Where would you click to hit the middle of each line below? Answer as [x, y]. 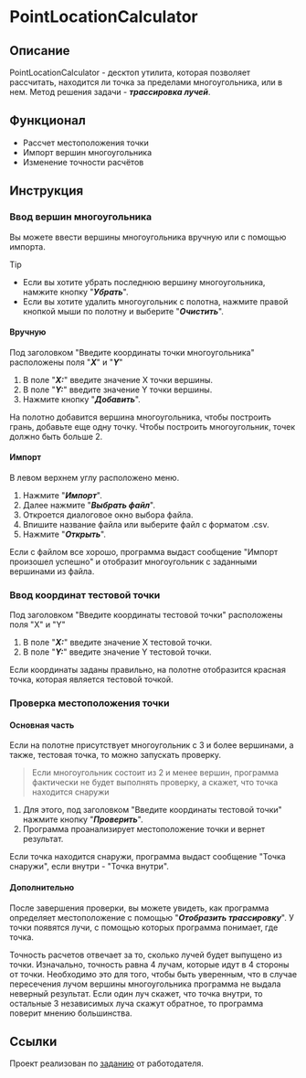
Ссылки [33, 1041]
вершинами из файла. [52, 571]
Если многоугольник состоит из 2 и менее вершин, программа [155, 773]
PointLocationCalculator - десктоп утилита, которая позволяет [130, 72]
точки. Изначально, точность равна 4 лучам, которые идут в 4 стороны [149, 964]
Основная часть [42, 725]
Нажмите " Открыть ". [64, 534]
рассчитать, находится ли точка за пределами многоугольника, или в [146, 82]
